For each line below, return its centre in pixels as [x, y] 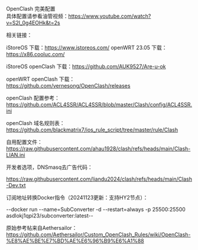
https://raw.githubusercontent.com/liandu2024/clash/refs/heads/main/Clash [99, 179]
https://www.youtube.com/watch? [110, 16]
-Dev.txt [16, 185]
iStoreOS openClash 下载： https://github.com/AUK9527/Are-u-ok [86, 66]
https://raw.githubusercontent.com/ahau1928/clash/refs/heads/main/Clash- [98, 149]
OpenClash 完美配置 [31, 9]
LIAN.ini [16, 155]
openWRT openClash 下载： [40, 79]
